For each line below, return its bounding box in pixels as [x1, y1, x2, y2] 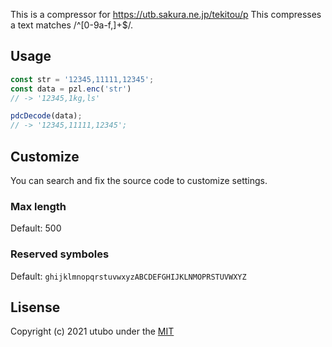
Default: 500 [10, 222, 62, 234]
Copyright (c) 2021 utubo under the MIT [10, 325, 175, 338]
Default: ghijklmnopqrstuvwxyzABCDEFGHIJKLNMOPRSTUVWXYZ [10, 270, 247, 282]
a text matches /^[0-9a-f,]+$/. [10, 19, 134, 31]
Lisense [10, 299, 61, 316]
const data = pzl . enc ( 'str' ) [10, 84, 132, 94]
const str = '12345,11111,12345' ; [10, 74, 155, 84]
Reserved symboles [10, 247, 110, 261]
